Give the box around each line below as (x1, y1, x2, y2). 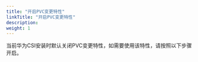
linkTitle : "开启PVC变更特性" (6, 14, 76, 20)
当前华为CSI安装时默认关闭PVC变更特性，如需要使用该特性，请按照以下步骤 (6, 42, 192, 49)
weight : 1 (6, 25, 31, 31)
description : (6, 19, 39, 25)
